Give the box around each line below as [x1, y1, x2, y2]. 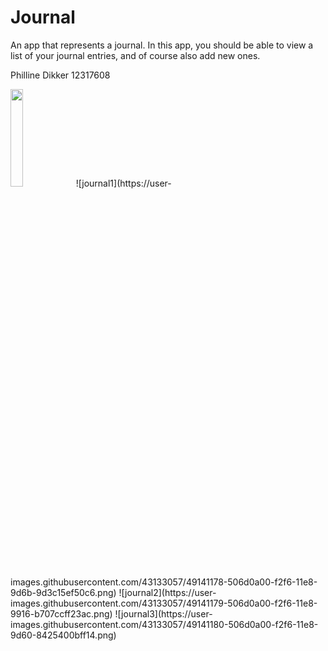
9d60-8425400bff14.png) [10, 629, 117, 641]
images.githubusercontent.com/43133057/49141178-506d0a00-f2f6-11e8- [10, 576, 318, 588]
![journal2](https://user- [118, 586, 217, 598]
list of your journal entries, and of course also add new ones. [10, 49, 261, 61]
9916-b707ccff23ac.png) [10, 607, 113, 620]
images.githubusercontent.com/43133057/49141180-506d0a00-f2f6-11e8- [10, 618, 319, 630]
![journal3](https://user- [114, 607, 213, 620]
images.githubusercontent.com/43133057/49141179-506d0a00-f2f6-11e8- [10, 597, 318, 609]
